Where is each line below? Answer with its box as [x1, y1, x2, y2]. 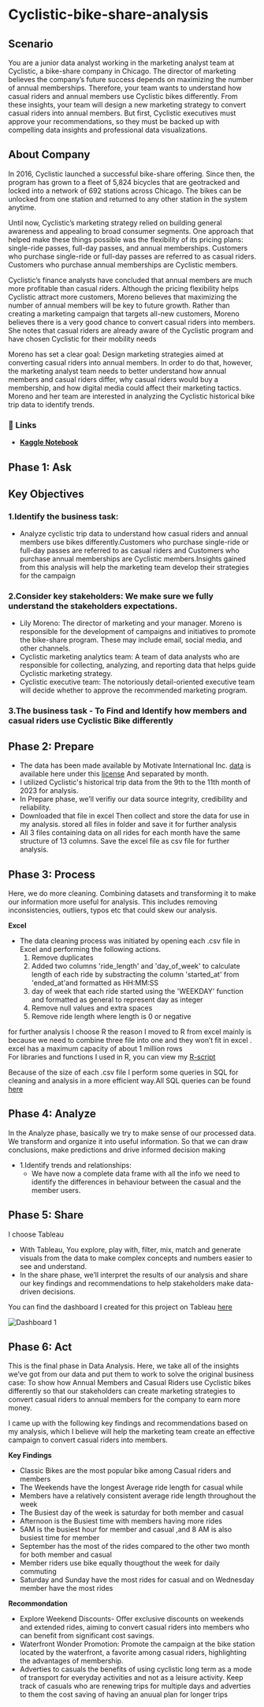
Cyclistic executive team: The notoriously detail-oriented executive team [19, 678, 255, 687]
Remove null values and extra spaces [31, 1003, 153, 1013]
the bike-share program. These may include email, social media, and [19, 635, 243, 645]
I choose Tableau [8, 1229, 65, 1239]
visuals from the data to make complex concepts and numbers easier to [19, 1253, 253, 1263]
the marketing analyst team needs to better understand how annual [8, 366, 227, 376]
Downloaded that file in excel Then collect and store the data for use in [19, 811, 250, 821]
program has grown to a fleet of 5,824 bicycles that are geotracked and [8, 177, 240, 187]
